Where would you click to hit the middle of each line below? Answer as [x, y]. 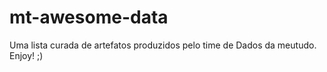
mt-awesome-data [89, 17]
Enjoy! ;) [26, 55]
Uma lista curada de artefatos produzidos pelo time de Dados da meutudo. [163, 45]
